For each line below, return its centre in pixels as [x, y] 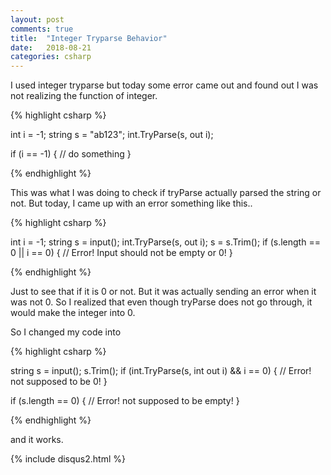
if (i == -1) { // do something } [71, 154]
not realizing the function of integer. [84, 96]
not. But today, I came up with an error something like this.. [131, 203]
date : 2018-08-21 [51, 47]
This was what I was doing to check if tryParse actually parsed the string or [166, 193]
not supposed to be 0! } [59, 382]
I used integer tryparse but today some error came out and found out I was [164, 85]
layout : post [37, 19]
